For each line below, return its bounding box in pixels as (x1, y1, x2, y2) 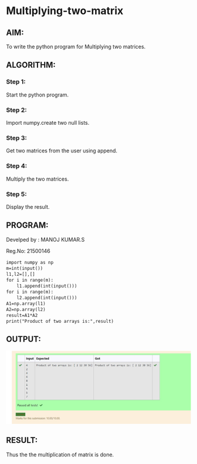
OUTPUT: (6, 334, 41, 345)
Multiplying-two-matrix (6, 4, 124, 18)
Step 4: (6, 162, 28, 170)
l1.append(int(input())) (16, 283, 77, 289)
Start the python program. (6, 91, 69, 98)
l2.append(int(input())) (16, 295, 77, 301)
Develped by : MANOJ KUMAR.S (6, 236, 85, 243)
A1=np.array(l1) (6, 301, 46, 306)
